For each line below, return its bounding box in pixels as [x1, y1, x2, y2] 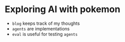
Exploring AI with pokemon [5, 4, 120, 15]
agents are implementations [12, 25, 70, 31]
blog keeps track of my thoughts [12, 20, 80, 26]
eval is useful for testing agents [12, 31, 78, 37]
